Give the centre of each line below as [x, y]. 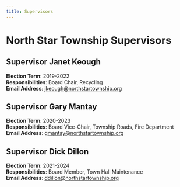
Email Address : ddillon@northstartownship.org [63, 178]
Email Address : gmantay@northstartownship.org [65, 133]
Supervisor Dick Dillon [47, 152]
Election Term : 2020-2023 [38, 121]
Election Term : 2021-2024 [38, 166]
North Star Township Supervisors [89, 40]
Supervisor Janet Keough [53, 62]
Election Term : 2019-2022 [38, 76]
